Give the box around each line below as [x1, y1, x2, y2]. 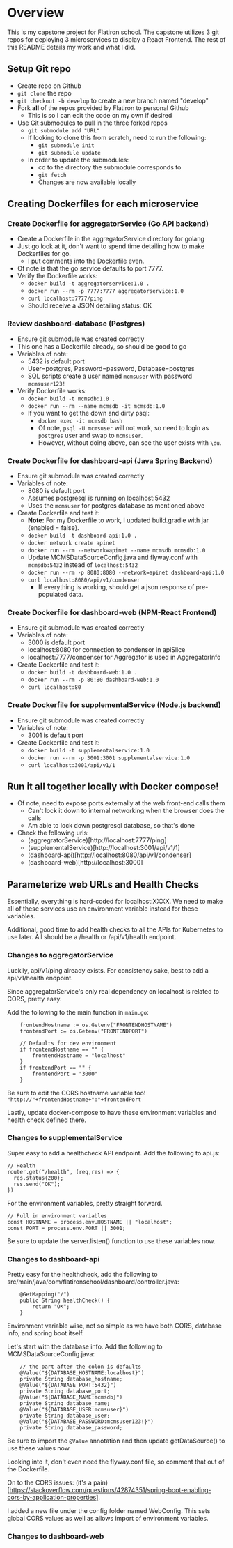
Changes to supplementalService [7, 1133, 123, 1143]
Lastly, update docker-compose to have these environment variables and [7, 1108, 217, 1116]
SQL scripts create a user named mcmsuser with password [27, 372, 193, 380]
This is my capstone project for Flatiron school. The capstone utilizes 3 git [7, 28, 219, 36]
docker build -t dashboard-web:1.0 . [27, 669, 138, 676]
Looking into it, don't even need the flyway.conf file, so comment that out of [7, 1457, 225, 1466]
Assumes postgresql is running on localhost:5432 [27, 494, 170, 503]
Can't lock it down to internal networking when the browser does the [27, 807, 225, 815]
